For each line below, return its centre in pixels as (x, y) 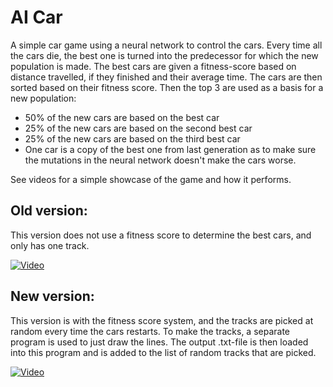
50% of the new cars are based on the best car (122, 117)
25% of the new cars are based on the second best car (138, 128)
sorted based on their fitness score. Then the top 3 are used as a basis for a (167, 87)
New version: (52, 296)
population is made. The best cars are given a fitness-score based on (153, 66)
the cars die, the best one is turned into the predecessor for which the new (164, 55)
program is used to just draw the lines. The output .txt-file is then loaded (159, 342)
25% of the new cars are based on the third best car (132, 138)
